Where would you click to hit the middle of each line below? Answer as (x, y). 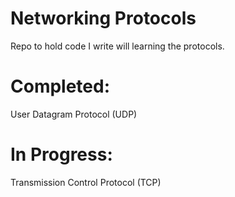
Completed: (60, 86)
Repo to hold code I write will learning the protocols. (117, 46)
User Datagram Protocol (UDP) (74, 114)
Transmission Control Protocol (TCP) (86, 182)
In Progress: (61, 154)
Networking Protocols (103, 18)
